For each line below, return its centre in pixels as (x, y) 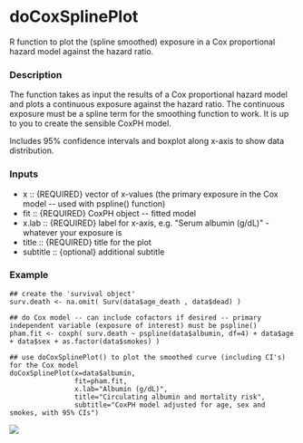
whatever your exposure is (72, 232)
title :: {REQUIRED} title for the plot (87, 242)
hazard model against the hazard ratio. (82, 51)
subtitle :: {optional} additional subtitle (93, 252)
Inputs (24, 174)
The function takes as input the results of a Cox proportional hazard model (149, 95)
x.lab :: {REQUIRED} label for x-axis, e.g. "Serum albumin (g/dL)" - (146, 223)
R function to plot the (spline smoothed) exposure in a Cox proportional (142, 42)
